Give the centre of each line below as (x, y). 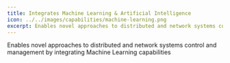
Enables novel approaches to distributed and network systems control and (112, 45)
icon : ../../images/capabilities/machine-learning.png (87, 20)
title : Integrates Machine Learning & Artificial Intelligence (99, 13)
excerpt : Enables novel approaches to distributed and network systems (111, 26)
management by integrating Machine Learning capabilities (89, 52)
